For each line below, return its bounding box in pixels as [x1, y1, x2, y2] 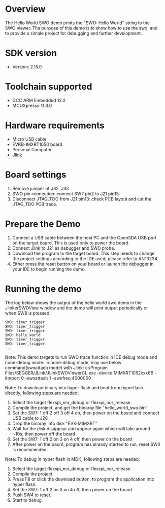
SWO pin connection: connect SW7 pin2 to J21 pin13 [12, 191, 119, 197]
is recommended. [12, 446, 48, 452]
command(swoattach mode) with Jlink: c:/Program [5, 365, 108, 371]
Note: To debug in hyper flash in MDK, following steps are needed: [5, 456, 140, 462]
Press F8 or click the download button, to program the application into [12, 476, 155, 482]
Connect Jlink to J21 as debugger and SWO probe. [12, 245, 116, 251]
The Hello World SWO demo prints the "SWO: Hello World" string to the [5, 20, 150, 26]
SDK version [5, 48, 57, 59]
